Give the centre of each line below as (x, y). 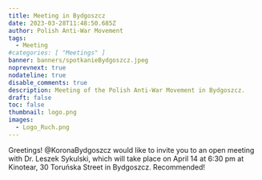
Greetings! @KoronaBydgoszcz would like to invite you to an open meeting (131, 150)
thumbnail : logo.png (43, 113)
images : (21, 120)
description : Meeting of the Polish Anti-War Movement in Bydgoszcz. (127, 90)
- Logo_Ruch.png (42, 127)
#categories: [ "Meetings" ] (57, 53)
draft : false (30, 98)
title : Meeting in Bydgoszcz (57, 16)
